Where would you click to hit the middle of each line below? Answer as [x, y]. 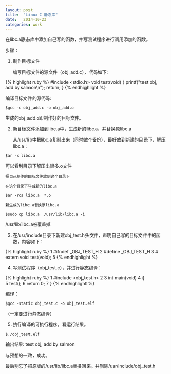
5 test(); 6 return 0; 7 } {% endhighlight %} [50, 284]
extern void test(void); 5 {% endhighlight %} [52, 257]
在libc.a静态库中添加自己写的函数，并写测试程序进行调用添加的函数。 [78, 39]
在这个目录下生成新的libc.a [31, 186]
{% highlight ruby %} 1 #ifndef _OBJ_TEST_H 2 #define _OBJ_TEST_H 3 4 [82, 252]
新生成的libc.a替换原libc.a [32, 205]
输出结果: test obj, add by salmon [40, 344]
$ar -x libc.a [20, 156]
